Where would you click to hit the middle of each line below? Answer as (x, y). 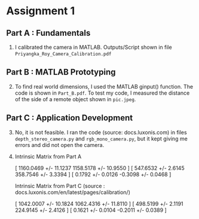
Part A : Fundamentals (48, 33)
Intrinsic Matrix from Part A (48, 157)
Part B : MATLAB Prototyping (61, 72)
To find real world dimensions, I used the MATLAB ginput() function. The (104, 86)
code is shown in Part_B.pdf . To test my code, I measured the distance (102, 93)
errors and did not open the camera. (59, 145)
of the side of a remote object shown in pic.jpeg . (75, 99)
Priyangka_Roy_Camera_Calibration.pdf (63, 54)
